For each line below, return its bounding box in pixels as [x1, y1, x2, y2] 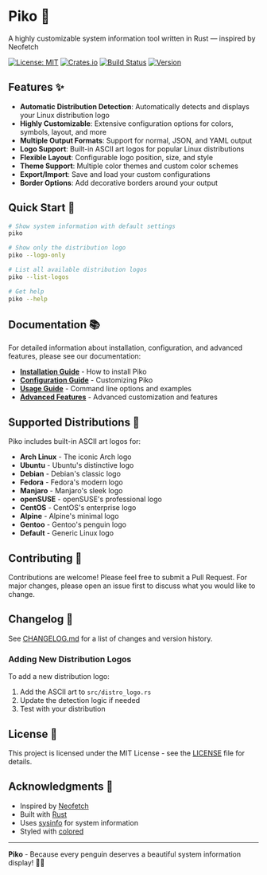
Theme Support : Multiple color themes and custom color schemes [19, 161, 238, 171]
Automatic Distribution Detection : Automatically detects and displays [19, 101, 250, 111]
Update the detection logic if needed [19, 696, 141, 705]
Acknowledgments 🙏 [8, 780, 114, 794]
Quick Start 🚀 [8, 201, 75, 214]
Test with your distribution [19, 704, 106, 714]
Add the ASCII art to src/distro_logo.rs [19, 687, 152, 696]
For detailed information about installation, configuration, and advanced [8, 343, 243, 353]
